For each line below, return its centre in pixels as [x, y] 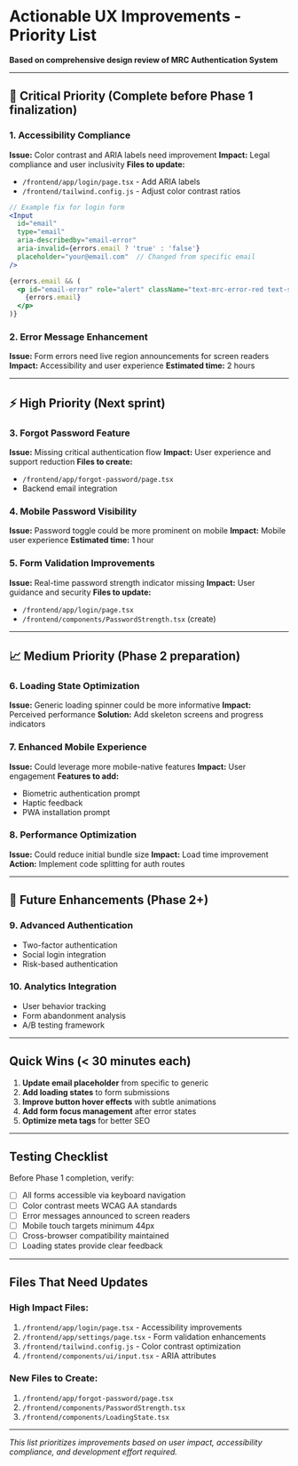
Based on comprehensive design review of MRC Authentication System [144, 60]
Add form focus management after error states [109, 1111]
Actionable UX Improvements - [125, 16]
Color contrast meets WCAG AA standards [99, 1206]
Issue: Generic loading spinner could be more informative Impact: [130, 705]
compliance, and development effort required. [93, 1452]
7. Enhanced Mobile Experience [78, 747]
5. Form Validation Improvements [82, 564]
